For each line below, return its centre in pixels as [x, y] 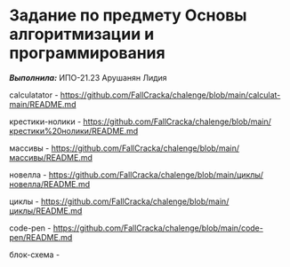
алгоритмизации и [82, 34]
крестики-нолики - [45, 122]
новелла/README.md [50, 184]
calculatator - [34, 95]
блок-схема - [35, 255]
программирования [88, 53]
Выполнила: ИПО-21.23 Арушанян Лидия [88, 77]
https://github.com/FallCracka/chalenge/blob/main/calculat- [170, 95]
